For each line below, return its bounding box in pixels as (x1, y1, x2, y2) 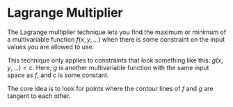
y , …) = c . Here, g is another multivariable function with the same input (7, 63, 209, 72)
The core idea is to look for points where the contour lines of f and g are (7, 84, 214, 92)
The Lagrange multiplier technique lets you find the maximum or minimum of (7, 28, 227, 36)
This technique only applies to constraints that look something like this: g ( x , (7, 56, 224, 64)
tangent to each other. (7, 92, 71, 100)
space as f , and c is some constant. (7, 71, 109, 79)
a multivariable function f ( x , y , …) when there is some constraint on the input (7, 35, 225, 43)
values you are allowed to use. (7, 42, 95, 51)
